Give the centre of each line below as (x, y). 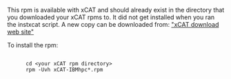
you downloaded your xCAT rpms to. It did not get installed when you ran (111, 17)
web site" (21, 32)
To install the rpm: (33, 45)
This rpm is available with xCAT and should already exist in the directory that (116, 10)
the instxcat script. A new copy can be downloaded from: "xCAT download (113, 24)
